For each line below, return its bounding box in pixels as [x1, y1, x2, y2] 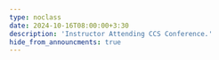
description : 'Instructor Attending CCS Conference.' [9, 29, 214, 38]
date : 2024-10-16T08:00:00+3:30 [9, 21, 129, 30]
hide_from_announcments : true [9, 37, 122, 47]
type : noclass [9, 12, 62, 22]
